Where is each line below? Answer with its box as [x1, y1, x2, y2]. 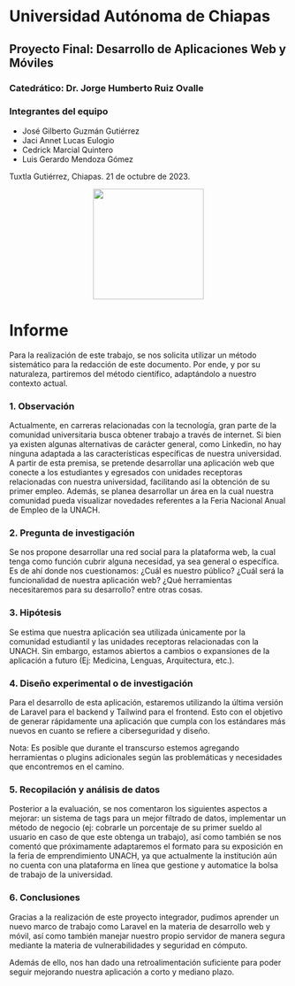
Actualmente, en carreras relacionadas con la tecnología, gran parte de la [9, 420, 276, 431]
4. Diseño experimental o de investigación [9, 677, 193, 689]
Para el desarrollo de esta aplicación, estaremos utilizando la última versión [9, 697, 284, 707]
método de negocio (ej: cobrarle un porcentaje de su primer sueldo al [9, 822, 262, 833]
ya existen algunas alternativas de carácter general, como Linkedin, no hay [9, 439, 282, 450]
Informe [9, 320, 69, 340]
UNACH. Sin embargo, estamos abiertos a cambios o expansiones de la [9, 645, 270, 656]
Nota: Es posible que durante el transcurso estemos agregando [9, 742, 240, 753]
